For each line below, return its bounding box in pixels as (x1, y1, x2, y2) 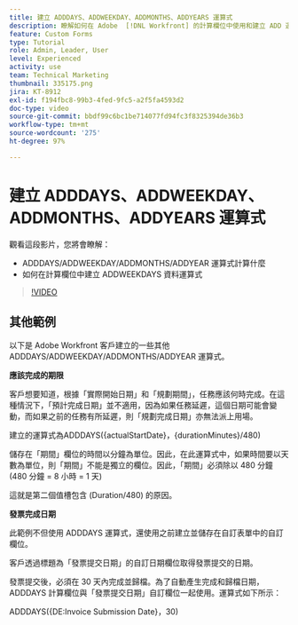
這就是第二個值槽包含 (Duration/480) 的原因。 (9, 489, 177, 500)
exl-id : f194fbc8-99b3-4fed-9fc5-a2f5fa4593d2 (9, 95, 184, 105)
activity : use (9, 63, 62, 72)
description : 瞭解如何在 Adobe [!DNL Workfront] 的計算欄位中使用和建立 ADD (9, 21, 282, 30)
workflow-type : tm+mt (9, 121, 90, 130)
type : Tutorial (9, 37, 66, 47)
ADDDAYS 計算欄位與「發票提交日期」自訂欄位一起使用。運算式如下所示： (9, 587, 282, 597)
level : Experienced (9, 54, 82, 63)
